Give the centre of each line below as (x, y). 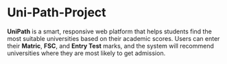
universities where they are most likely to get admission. (86, 53)
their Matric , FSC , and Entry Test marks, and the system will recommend (110, 46)
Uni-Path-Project (57, 13)
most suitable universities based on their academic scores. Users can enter (113, 38)
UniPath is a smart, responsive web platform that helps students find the (110, 31)
